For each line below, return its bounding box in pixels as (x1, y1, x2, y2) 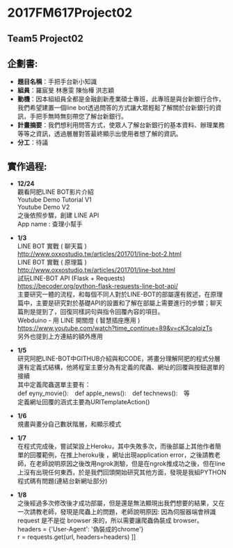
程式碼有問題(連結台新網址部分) (17, 477, 108, 485)
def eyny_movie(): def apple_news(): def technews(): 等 (17, 389, 190, 397)
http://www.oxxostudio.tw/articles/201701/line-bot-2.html (17, 250, 182, 258)
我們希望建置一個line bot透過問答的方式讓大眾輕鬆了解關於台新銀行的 (17, 103, 216, 112)
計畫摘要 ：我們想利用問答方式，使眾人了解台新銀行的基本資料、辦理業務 (17, 121, 225, 129)
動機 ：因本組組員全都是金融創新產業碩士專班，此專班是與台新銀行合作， (17, 95, 225, 103)
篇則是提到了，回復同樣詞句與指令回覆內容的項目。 (17, 308, 164, 316)
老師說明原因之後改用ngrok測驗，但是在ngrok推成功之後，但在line (35, 460, 225, 468)
